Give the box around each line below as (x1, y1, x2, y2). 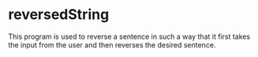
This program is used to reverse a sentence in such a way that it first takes (8, 32, 251, 41)
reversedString (8, 6, 110, 24)
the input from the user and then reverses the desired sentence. (8, 40, 216, 49)
